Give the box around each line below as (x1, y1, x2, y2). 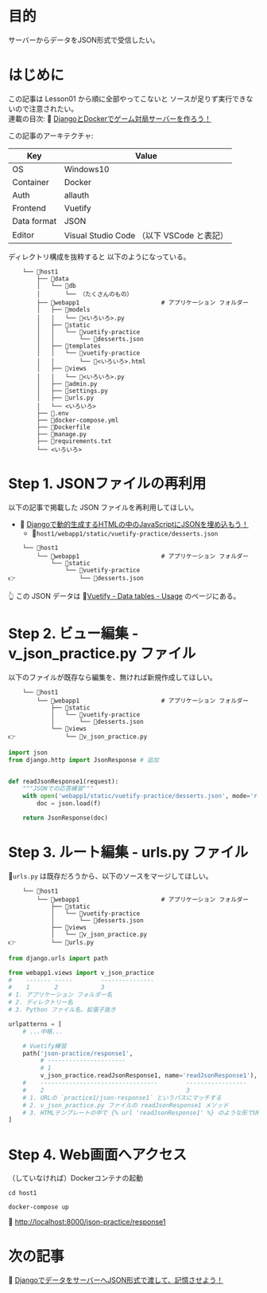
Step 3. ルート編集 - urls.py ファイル (8, 843, 249, 862)
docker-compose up (8, 1203, 69, 1212)
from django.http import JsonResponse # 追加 (8, 756, 160, 764)
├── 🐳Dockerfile (37, 423, 91, 431)
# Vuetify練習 (22, 1042, 67, 1050)
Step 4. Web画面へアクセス (8, 1146, 187, 1164)
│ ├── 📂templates (37, 342, 102, 350)
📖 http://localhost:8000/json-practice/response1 (8, 1217, 166, 1227)
